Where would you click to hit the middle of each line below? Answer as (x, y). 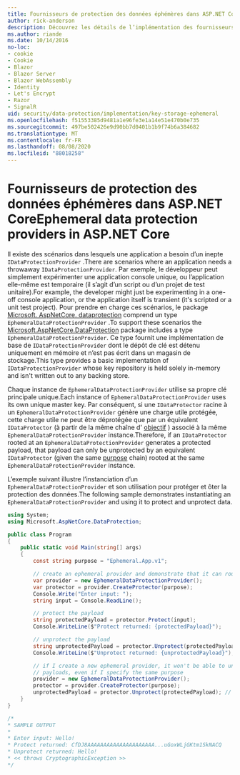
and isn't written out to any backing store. (69, 375)
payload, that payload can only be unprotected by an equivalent (101, 450)
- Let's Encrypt (31, 94)
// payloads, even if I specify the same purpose (108, 672)
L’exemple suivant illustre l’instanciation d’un (72, 479)
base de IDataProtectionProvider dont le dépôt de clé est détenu (104, 345)
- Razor (19, 101)
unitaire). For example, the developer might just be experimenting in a (109, 292)
